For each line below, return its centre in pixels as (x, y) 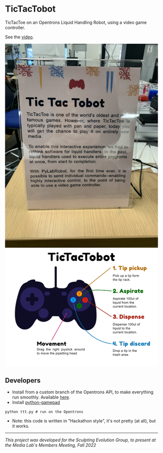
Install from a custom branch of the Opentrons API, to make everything (83, 392)
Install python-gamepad (36, 403)
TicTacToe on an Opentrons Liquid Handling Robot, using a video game (76, 22)
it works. (21, 426)
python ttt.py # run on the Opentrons (44, 412)
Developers (23, 380)
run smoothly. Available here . (41, 397)
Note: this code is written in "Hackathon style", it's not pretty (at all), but (84, 421)
